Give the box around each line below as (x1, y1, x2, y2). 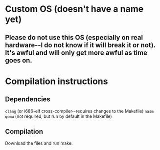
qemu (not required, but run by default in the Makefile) (5, 113, 112, 119)
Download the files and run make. (5, 140, 73, 146)
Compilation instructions (5, 76, 108, 86)
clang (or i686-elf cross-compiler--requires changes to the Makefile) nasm (5, 108, 154, 114)
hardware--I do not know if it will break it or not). (5, 41, 156, 49)
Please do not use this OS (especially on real (5, 33, 143, 42)
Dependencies (5, 95, 50, 104)
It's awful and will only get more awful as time (5, 48, 148, 57)
